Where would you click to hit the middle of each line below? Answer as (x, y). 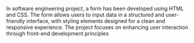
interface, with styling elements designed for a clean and (96, 21)
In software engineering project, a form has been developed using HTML (95, 9)
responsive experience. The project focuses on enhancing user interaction (97, 27)
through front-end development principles (58, 34)
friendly (16, 21)
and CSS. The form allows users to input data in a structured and (85, 15)
